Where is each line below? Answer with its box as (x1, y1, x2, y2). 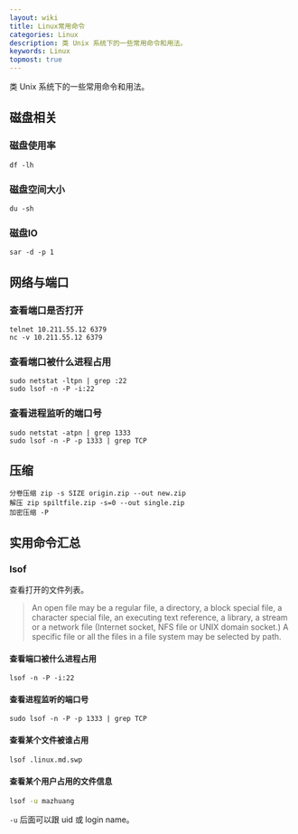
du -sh (9, 204, 34, 213)
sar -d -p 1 (9, 248, 54, 258)
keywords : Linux (9, 47, 70, 56)
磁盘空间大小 (9, 183, 66, 195)
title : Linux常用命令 (9, 22, 86, 31)
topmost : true (9, 55, 63, 64)
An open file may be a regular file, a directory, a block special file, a (31, 603, 283, 614)
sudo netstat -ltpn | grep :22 (9, 377, 127, 386)
